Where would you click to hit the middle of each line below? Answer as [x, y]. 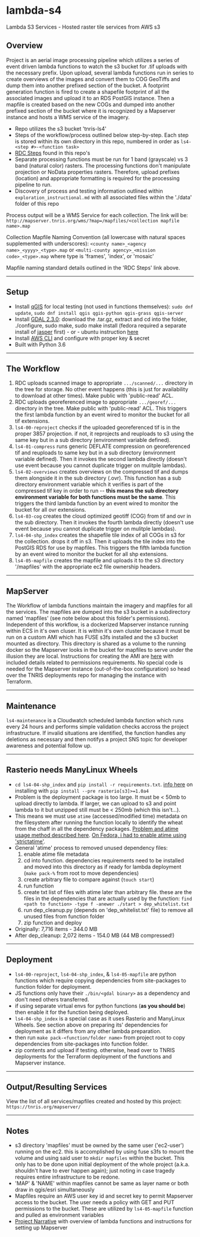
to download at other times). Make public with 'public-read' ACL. [94, 396]
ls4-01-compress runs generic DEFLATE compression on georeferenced [102, 446]
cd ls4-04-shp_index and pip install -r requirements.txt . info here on [104, 784]
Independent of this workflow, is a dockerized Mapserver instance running [97, 624]
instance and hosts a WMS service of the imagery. [68, 117]
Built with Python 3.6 [40, 344]
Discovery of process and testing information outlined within [89, 191]
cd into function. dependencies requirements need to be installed [104, 860]
